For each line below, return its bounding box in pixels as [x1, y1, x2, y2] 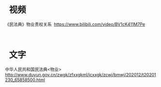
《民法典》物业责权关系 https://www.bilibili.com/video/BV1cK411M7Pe [5, 21, 146, 27]
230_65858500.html [5, 77, 45, 83]
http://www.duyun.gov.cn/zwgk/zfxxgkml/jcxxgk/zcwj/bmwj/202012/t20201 [5, 72, 156, 77]
